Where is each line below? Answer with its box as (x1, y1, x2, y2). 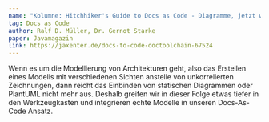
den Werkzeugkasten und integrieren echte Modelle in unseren (8, 98, 216, 108)
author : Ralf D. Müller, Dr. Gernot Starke (8, 26, 156, 35)
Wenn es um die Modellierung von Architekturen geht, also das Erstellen (8, 63, 247, 73)
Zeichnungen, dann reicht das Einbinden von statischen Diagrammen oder (8, 81, 254, 91)
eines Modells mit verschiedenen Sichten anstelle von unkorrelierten (8, 72, 234, 82)
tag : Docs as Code (8, 19, 70, 27)
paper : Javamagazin (8, 34, 74, 43)
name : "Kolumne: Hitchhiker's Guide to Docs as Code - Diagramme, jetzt (8, 11, 256, 20)
